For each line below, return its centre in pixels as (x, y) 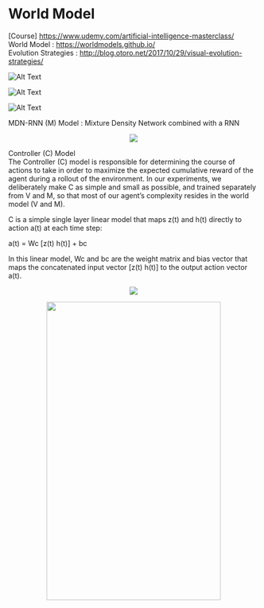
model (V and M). (37, 204)
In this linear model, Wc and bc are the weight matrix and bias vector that (128, 259)
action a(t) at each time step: (55, 228)
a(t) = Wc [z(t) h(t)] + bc (48, 243)
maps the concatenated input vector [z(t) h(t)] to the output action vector (128, 267)
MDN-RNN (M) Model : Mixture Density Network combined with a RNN (124, 123)
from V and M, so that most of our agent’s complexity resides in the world (128, 195)
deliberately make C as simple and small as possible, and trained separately (132, 187)
